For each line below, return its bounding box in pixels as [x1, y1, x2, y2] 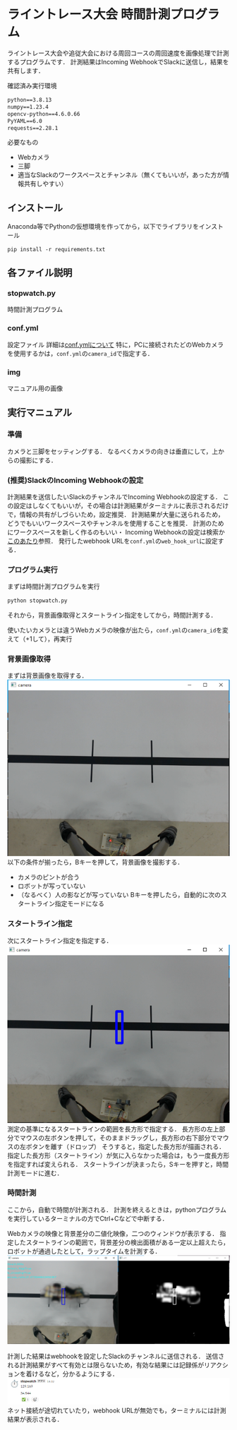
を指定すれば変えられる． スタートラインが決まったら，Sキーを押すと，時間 [7, 1160, 229, 1168]
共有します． [7, 66, 44, 75]
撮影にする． [19, 456, 58, 464]
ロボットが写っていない [17, 882, 86, 890]
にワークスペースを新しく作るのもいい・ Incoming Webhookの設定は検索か [7, 528, 225, 536]
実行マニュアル [7, 407, 73, 419]
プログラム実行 [7, 565, 59, 575]
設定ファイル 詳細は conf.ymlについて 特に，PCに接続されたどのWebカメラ [7, 340, 224, 349]
